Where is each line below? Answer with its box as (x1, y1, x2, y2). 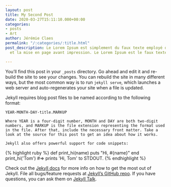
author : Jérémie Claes (5, 36, 53, 41)
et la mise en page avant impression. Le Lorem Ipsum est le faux (10, 50, 154, 55)
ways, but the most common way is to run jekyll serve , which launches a (5, 79, 161, 85)
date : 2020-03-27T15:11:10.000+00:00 (5, 17, 85, 22)
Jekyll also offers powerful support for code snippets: (5, 141, 129, 146)
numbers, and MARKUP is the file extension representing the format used (5, 123, 165, 128)
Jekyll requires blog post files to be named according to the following (5, 95, 151, 101)
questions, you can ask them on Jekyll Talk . (5, 176, 97, 182)
